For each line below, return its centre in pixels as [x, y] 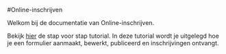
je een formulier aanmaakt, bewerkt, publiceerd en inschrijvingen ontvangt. [113, 43]
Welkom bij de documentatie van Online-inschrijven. [81, 23]
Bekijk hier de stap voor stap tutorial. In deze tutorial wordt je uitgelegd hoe [113, 36]
